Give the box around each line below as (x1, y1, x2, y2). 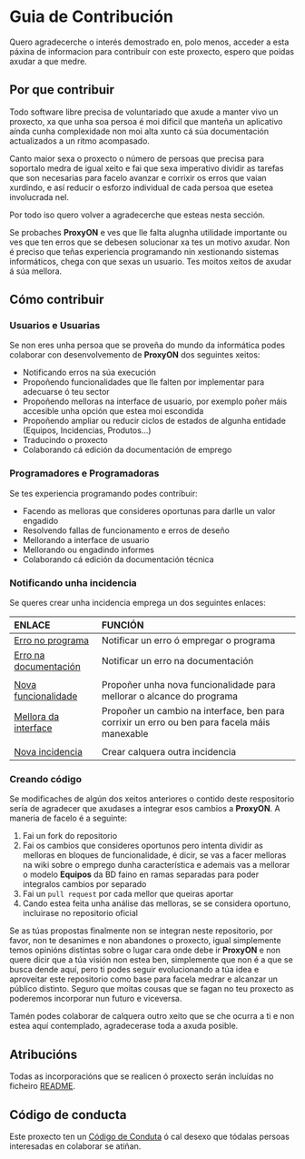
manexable (101, 728, 149, 741)
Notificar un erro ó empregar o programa (101, 634, 276, 647)
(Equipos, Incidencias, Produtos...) (22, 425, 152, 436)
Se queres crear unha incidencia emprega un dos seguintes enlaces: (9, 598, 266, 609)
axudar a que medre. (9, 55, 88, 66)
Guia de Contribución (9, 6, 174, 27)
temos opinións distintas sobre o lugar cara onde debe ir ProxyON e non (9, 944, 281, 956)
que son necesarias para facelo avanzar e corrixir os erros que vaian (9, 172, 267, 183)
